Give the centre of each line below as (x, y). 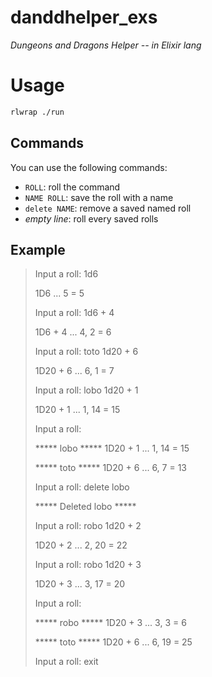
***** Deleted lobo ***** (85, 507)
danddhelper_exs (84, 17)
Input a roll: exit (66, 662)
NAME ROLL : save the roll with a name (99, 197)
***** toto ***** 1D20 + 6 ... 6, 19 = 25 (113, 642)
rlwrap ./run (37, 112)
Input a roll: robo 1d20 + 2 (88, 526)
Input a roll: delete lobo (82, 487)
